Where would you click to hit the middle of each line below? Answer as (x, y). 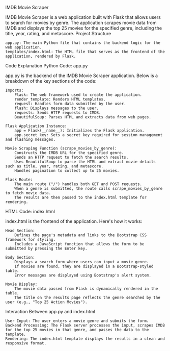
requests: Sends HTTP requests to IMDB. (58, 113)
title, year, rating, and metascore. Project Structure (58, 33)
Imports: (15, 90)
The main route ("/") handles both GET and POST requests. (78, 184)
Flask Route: (19, 180)
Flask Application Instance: (36, 126)
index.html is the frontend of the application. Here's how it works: (74, 221)
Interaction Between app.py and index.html (50, 311)
